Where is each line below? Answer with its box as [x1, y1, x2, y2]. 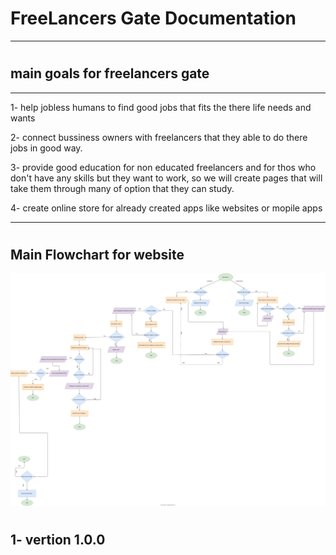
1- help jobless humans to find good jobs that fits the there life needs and [10, 101, 312, 113]
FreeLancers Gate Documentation [10, 7, 297, 30]
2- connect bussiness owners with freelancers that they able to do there [10, 131, 308, 143]
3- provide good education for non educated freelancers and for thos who [10, 161, 317, 173]
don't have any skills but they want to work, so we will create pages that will [10, 172, 323, 184]
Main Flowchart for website [10, 246, 185, 263]
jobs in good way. [10, 142, 83, 154]
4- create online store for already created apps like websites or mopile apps [10, 202, 323, 214]
